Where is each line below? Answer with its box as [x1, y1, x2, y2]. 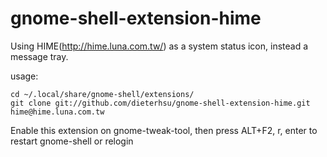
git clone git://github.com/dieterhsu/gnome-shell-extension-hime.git [10, 98, 311, 108]
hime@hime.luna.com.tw [10, 107, 105, 117]
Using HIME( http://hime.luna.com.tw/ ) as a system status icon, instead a [10, 40, 309, 52]
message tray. [10, 50, 69, 62]
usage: [10, 70, 39, 82]
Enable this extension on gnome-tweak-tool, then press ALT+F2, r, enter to [10, 124, 318, 136]
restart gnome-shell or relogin [10, 135, 134, 147]
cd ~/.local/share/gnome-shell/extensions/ [10, 89, 195, 99]
